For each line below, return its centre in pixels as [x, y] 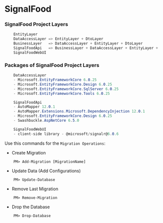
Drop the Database [31, 207]
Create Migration [29, 153]
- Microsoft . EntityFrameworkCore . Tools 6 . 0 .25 [62, 93]
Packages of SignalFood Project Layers [52, 65]
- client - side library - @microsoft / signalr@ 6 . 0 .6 [66, 134]
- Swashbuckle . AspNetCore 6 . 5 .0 [46, 121]
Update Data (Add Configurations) [46, 171]
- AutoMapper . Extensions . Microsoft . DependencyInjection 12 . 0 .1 [79, 111]
